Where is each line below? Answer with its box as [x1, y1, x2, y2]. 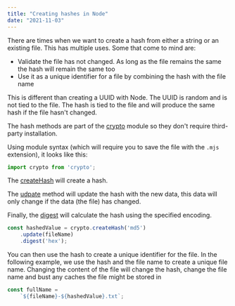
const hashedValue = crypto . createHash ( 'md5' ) [7, 225, 146, 232]
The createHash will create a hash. [7, 176, 108, 185]
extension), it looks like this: [7, 150, 88, 159]
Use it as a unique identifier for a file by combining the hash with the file [17, 72, 227, 81]
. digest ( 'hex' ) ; [20, 238, 68, 245]
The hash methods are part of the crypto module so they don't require [7, 121, 211, 130]
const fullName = [7, 286, 58, 293]
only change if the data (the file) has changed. [7, 197, 141, 206]
